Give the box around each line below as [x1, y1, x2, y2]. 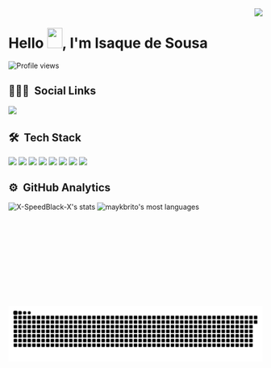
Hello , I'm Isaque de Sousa [8, 34, 208, 52]
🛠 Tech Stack [8, 131, 82, 144]
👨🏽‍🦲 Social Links [8, 84, 97, 98]
